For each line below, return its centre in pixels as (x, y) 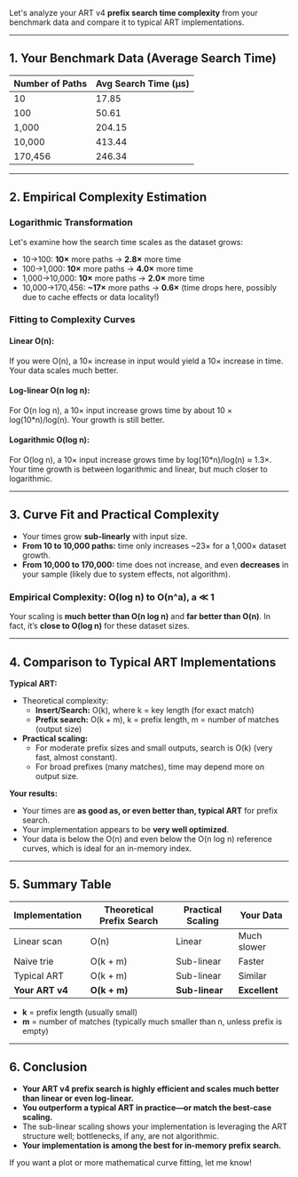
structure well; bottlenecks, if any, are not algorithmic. (121, 1135)
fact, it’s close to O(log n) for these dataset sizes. (99, 626)
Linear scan (38, 941)
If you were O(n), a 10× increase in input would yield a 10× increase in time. (146, 361)
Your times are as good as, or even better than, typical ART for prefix (150, 810)
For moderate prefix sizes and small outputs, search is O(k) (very (154, 748)
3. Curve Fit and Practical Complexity (114, 515)
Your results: (33, 793)
